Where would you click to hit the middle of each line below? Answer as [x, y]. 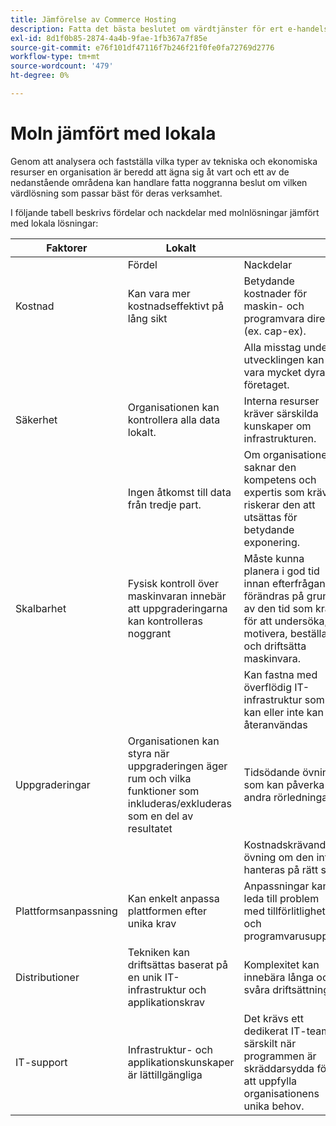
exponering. [272, 542]
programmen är [280, 1056]
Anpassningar [276, 886]
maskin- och [274, 306]
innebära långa [279, 977]
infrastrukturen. [280, 438]
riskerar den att [279, 504]
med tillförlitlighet [284, 911]
